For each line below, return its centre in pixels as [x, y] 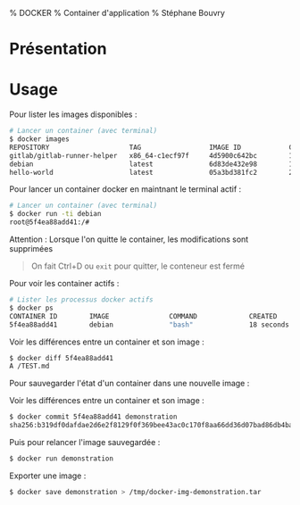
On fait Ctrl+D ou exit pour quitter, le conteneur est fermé [138, 266]
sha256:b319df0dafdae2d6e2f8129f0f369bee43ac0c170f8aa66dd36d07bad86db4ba [151, 426]
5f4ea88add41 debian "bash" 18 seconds [150, 325]
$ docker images [39, 139]
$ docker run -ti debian [55, 214]
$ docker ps [31, 308]
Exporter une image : [48, 476]
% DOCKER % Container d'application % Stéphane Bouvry [117, 13]
